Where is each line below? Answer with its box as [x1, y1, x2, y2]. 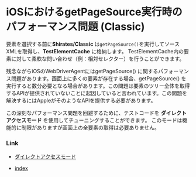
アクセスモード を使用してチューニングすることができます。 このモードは [6, 117, 183, 124]
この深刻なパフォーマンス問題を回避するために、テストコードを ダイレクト [6, 109, 187, 116]
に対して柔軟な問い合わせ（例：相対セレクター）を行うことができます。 [11, 55, 185, 62]
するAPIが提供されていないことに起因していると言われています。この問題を [6, 89, 187, 97]
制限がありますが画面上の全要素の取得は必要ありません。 [21, 124, 160, 131]
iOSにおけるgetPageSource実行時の [6, 5, 183, 19]
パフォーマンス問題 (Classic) [6, 20, 145, 33]
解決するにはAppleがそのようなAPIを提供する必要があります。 [6, 97, 156, 104]
